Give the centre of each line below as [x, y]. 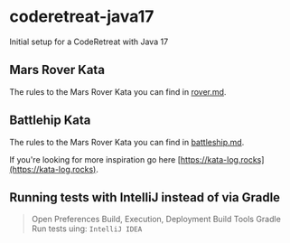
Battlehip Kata [50, 121]
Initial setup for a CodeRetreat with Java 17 [89, 42]
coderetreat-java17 [82, 17]
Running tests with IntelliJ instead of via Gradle [145, 197]
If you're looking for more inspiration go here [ [95, 159]
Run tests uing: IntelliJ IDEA [87, 229]
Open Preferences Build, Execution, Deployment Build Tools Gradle [156, 220]
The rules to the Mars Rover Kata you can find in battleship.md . [127, 142]
